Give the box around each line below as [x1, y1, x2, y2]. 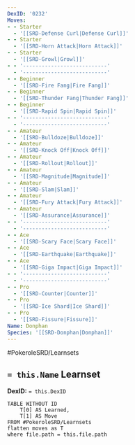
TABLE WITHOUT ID [7, 400, 58, 408]
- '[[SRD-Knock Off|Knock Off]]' [13, 147, 111, 154]
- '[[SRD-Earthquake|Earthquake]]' [13, 251, 117, 258]
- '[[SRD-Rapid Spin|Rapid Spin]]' [13, 108, 117, 115]
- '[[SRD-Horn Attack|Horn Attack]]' [13, 43, 123, 50]
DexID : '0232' [7, 10, 49, 17]
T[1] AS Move [19, 413, 58, 420]
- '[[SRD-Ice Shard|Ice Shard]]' [13, 303, 111, 310]
